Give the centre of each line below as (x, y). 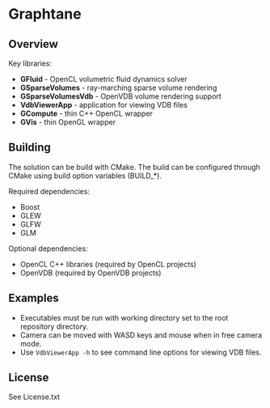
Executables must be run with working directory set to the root (124, 317)
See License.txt (34, 397)
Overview (34, 44)
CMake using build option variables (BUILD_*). (85, 176)
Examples (34, 298)
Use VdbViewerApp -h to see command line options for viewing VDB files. (141, 352)
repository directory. (54, 326)
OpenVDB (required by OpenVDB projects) (91, 273)
